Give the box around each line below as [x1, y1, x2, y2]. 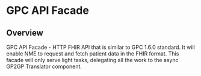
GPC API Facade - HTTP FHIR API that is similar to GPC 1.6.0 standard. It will [6, 43, 196, 51]
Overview [6, 28, 44, 38]
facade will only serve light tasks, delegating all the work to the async [6, 57, 179, 63]
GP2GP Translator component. [6, 63, 82, 70]
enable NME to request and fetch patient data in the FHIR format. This [6, 50, 179, 57]
